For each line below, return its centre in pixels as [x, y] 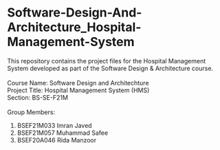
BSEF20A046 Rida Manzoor [57, 140]
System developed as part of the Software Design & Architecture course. [110, 68]
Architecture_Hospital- [74, 27]
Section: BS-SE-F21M [38, 97]
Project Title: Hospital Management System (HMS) [78, 90]
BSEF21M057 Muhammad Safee [63, 133]
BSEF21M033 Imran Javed [54, 125]
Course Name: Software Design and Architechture [78, 83]
